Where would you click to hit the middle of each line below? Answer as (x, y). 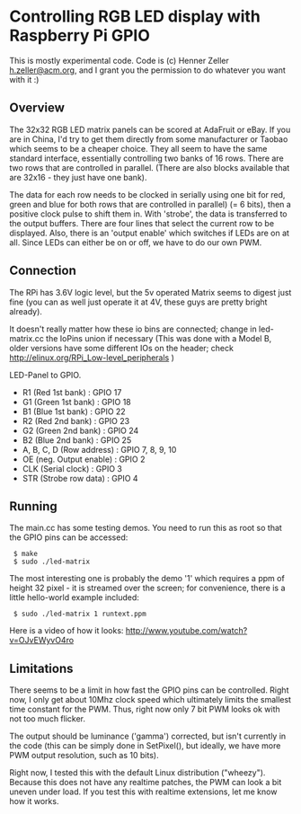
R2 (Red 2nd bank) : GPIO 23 (76, 420)
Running (34, 506)
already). (26, 311)
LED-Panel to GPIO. (45, 375)
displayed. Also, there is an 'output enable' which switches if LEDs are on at (150, 233)
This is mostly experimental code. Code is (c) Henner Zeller (119, 60)
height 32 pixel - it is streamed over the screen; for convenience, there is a (147, 588)
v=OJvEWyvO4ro (42, 641)
